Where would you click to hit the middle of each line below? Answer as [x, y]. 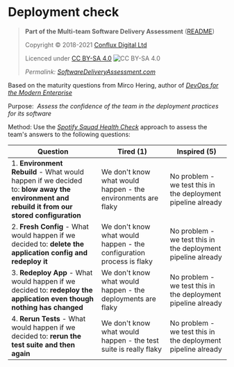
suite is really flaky [132, 349]
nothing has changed [48, 307]
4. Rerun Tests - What [49, 318]
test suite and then [43, 345]
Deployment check [64, 12]
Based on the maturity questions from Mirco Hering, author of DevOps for [113, 85]
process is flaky [127, 261]
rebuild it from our [42, 206]
